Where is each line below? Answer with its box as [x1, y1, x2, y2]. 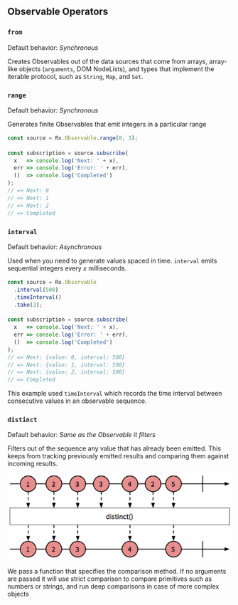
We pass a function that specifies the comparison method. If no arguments [7, 567, 227, 576]
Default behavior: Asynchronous [7, 242, 102, 251]
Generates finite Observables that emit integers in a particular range [7, 120, 207, 128]
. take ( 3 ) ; [13, 301, 43, 308]
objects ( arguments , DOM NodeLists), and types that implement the [18, 64, 215, 73]
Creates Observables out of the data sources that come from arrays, [7, 57, 208, 65]
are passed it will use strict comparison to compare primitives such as [7, 574, 212, 583]
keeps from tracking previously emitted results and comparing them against [7, 452, 229, 461]
